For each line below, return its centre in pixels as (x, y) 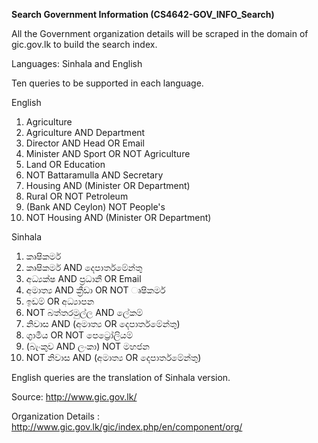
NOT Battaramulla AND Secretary (94, 175)
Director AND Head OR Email (85, 143)
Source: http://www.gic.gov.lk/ (74, 397)
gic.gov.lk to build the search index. (84, 44)
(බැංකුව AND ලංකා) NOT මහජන (87, 346)
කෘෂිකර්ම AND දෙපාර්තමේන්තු (84, 267)
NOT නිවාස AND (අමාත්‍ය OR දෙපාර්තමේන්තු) (113, 357)
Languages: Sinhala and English (77, 63)
